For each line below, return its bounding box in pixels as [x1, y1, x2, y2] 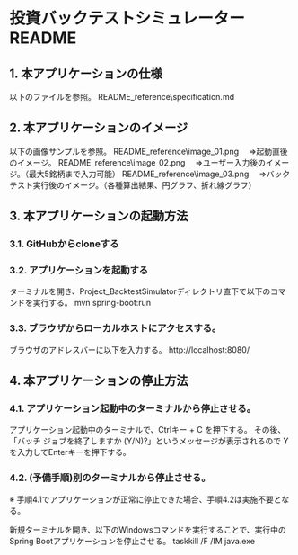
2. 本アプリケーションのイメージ [9, 121, 188, 136]
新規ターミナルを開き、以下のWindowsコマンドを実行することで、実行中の [9, 524, 287, 535]
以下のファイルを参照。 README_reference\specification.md [9, 92, 235, 102]
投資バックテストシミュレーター [9, 8, 245, 29]
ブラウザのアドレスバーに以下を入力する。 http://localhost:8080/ [9, 344, 250, 355]
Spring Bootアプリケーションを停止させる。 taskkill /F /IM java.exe [9, 535, 256, 546]
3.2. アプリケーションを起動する [9, 264, 149, 277]
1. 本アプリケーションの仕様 [9, 66, 162, 81]
